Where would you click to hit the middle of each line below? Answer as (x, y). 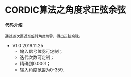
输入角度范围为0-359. (42, 70)
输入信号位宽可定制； (41, 51)
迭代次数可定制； (37, 57)
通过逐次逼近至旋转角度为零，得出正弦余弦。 (44, 37)
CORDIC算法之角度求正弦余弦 (65, 10)
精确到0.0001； (35, 64)
